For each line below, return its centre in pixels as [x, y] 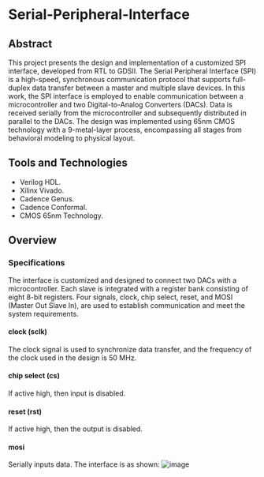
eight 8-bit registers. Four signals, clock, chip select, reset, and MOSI [121, 297]
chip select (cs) [34, 376]
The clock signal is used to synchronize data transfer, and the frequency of [130, 349]
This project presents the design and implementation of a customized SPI [127, 62]
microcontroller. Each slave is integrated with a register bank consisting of [128, 288]
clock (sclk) [28, 332]
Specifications [37, 263]
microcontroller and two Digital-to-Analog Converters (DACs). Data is [120, 105]
